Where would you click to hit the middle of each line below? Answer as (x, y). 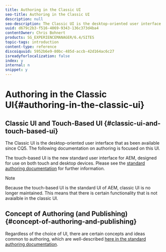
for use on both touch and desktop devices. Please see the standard (75, 163)
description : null (24, 19)
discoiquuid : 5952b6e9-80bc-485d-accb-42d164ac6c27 (60, 51)
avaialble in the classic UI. (32, 198)
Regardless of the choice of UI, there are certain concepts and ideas (75, 234)
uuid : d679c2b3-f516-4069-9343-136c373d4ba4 (52, 28)
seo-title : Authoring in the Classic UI (48, 14)
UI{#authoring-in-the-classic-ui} (75, 105)
